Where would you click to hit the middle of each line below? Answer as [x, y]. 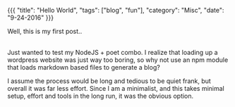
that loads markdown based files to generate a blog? [84, 67]
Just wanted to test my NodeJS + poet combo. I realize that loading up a [113, 52]
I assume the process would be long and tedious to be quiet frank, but [109, 81]
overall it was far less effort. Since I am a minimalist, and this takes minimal [116, 88]
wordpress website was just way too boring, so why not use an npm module [118, 60]
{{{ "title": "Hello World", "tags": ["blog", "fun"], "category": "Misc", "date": [116, 10]
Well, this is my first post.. [45, 31]
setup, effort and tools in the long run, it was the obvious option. [101, 96]
